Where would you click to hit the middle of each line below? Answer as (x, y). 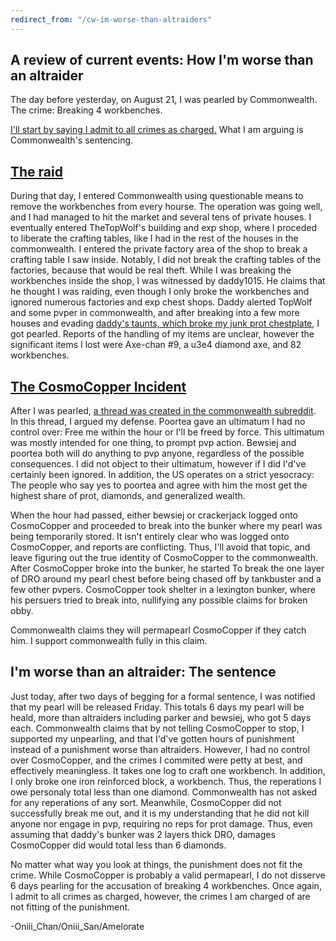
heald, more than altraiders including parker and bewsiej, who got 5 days (161, 717)
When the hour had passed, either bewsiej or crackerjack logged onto (154, 515)
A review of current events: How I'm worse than (162, 60)
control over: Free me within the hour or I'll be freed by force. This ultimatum (167, 432)
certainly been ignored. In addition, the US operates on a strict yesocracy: (162, 475)
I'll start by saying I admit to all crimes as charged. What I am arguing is (157, 130)
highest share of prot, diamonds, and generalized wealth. (128, 496)
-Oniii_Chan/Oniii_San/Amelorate (77, 926)
